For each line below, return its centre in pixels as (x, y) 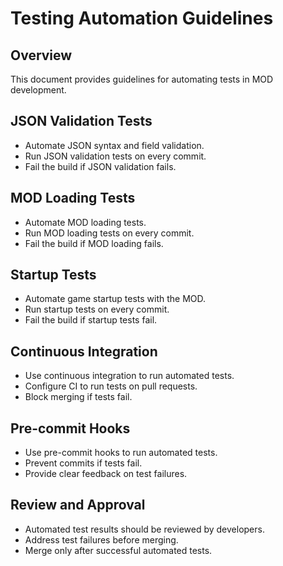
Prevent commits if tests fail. (83, 463)
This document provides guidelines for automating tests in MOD (142, 79)
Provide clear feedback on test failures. (106, 474)
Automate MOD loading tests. (85, 222)
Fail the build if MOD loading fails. (94, 243)
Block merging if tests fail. (78, 397)
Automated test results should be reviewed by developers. (144, 529)
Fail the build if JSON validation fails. (100, 166)
